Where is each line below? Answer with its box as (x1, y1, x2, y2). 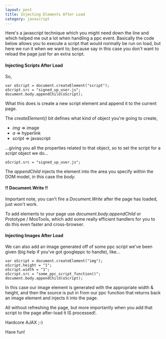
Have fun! (5, 329, 25, 335)
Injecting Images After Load (5, 233, 63, 239)
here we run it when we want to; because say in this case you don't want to (5, 46, 160, 52)
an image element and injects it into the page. (5, 295, 98, 301)
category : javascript (5, 16, 50, 21)
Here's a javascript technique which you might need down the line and (5, 30, 149, 36)
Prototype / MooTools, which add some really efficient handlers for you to (5, 216, 155, 222)
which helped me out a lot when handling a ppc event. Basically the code (5, 35, 155, 41)
